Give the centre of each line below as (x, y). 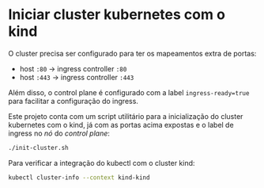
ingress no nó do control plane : (59, 133)
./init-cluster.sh (38, 148)
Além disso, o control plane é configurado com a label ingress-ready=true (129, 92)
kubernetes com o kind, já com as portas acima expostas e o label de (121, 125)
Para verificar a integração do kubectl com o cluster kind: (102, 163)
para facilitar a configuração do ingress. (73, 101)
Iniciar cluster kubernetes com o (117, 15)
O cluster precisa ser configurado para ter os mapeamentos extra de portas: (132, 53)
